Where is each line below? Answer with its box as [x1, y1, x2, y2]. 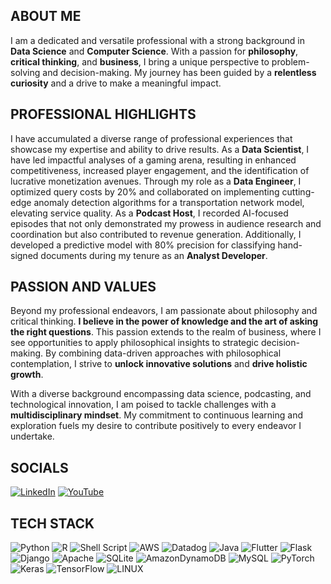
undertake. [10, 430, 55, 443]
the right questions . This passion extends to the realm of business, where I [10, 326, 322, 338]
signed [10, 249, 39, 261]
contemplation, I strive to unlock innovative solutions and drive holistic [10, 358, 308, 370]
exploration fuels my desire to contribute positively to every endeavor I [10, 420, 302, 432]
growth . [10, 369, 44, 381]
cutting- [281, 185, 315, 198]
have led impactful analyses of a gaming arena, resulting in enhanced [10, 154, 297, 166]
